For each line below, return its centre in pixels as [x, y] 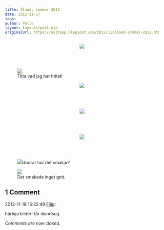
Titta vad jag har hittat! [40, 76]
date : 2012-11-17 [23, 14]
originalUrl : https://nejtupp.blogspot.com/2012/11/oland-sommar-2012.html [84, 32]
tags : [10, 19]
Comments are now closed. [33, 223]
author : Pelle [20, 23]
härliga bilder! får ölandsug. [33, 213]
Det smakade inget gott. [41, 177]
